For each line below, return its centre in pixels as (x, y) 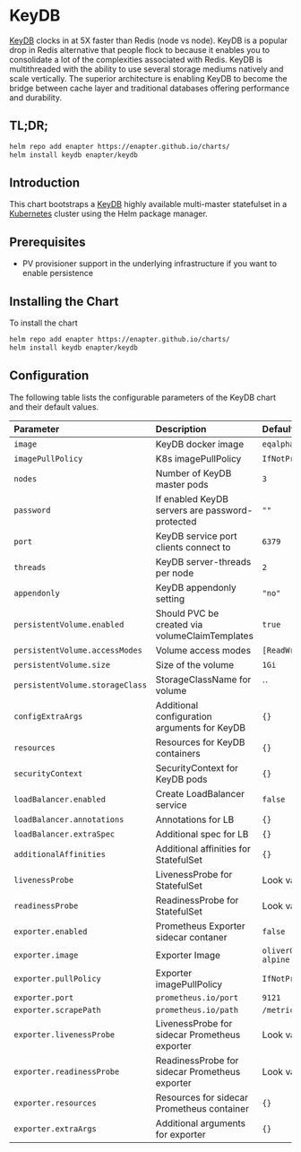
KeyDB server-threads (203, 561)
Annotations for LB (195, 819)
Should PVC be (187, 613)
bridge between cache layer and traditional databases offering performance (149, 88)
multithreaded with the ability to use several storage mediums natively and (146, 69)
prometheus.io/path (197, 1010)
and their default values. (54, 407)
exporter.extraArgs (55, 1129)
